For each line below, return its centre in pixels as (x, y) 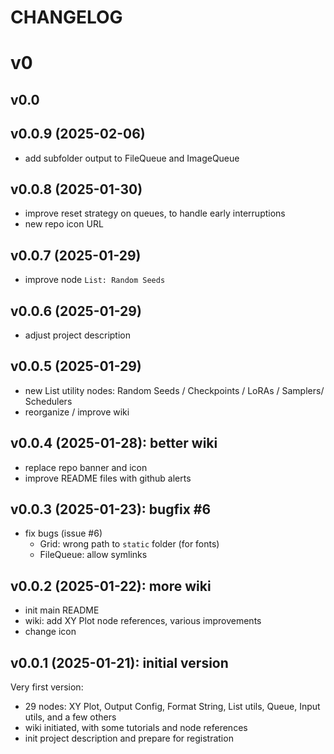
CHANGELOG (66, 17)
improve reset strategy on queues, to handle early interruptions (155, 213)
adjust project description (78, 335)
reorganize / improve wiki (77, 412)
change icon (50, 632)
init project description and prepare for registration (129, 738)
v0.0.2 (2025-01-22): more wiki (111, 586)
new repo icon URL (64, 224)
